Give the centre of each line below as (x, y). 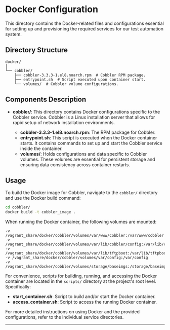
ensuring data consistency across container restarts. (75, 164)
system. (13, 34)
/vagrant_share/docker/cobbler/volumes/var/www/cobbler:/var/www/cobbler (85, 236)
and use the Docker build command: (43, 198)
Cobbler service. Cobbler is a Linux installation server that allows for (84, 117)
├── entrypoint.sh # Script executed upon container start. (80, 80)
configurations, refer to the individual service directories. (65, 317)
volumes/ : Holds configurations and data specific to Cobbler (83, 154)
